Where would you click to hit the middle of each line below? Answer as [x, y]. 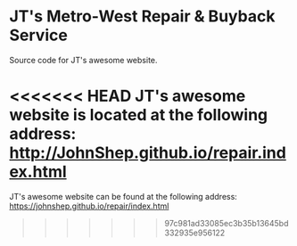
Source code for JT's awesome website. [83, 60]
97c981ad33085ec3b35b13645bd [227, 223]
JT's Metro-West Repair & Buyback [142, 16]
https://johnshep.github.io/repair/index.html [89, 206]
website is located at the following [139, 115]
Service [39, 35]
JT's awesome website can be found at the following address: [124, 196]
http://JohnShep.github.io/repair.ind [148, 153]
